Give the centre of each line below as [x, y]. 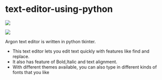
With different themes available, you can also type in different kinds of [84, 67]
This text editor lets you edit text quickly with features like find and [81, 51]
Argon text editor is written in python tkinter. [50, 41]
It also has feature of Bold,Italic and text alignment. [65, 62]
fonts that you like [31, 72]
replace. [21, 56]
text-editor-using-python [59, 9]
